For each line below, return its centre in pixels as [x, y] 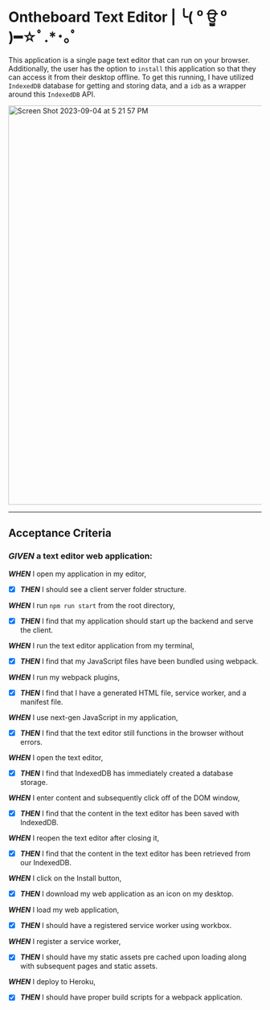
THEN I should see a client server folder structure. [103, 589]
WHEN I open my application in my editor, [78, 574]
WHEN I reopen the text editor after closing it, [84, 838]
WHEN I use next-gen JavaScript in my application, [93, 717]
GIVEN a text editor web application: [80, 556]
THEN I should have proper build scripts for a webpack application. [131, 997]
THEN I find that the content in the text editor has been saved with [129, 813]
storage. [34, 782]
